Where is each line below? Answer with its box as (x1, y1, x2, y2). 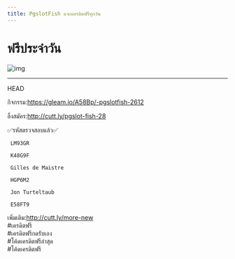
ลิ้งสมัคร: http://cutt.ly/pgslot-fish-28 (7, 111, 106, 120)
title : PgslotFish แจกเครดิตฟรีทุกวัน (7, 10, 101, 17)
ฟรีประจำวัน (7, 40, 62, 56)
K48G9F (10, 152, 30, 160)
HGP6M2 (10, 176, 30, 184)
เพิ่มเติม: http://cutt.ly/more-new (7, 213, 94, 222)
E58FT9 (10, 201, 30, 209)
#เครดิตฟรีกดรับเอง (7, 229, 52, 238)
